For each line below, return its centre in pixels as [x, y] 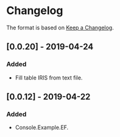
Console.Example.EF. [42, 128]
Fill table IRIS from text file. [49, 78]
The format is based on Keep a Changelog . [60, 28]
